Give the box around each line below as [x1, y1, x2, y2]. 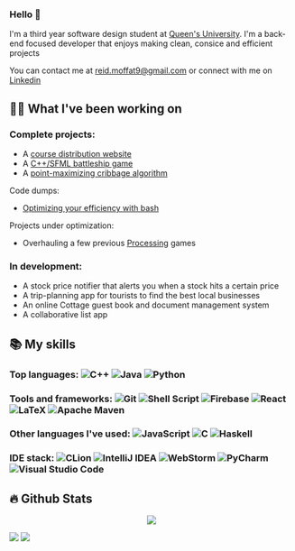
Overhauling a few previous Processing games [22, 237, 197, 248]
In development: [9, 260, 83, 272]
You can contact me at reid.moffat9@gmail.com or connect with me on [9, 65, 272, 76]
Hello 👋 [9, 8, 41, 21]
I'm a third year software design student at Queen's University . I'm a [9, 29, 263, 40]
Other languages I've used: [9, 427, 131, 440]
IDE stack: [9, 452, 55, 464]
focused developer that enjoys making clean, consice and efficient [25, 38, 273, 49]
